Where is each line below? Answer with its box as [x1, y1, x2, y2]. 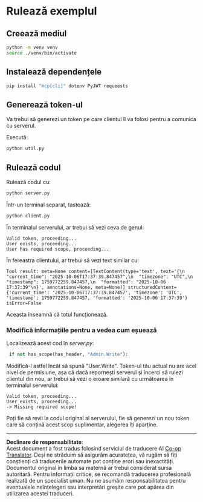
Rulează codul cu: [6, 178, 51, 185]
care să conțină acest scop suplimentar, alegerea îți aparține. [6, 421, 158, 428]
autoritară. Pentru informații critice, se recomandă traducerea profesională [6, 471, 192, 478]
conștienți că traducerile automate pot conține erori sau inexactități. [6, 457, 175, 464]
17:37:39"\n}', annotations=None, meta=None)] [6, 284, 126, 290]
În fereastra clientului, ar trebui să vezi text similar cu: [6, 256, 139, 264]
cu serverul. [6, 122, 36, 130]
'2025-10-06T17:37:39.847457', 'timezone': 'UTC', [52, 289, 182, 296]
